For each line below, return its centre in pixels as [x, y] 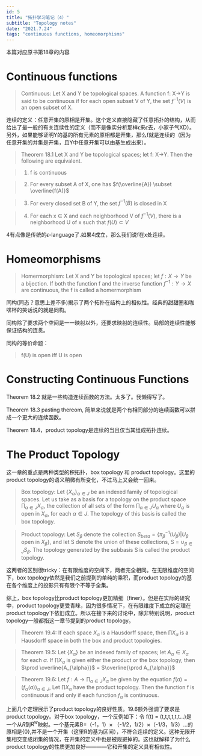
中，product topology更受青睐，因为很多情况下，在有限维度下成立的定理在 [99, 605]
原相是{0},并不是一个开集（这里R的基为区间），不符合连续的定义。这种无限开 [101, 732]
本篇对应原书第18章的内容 [38, 52]
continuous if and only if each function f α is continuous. [90, 695]
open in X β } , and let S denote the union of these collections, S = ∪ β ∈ [106, 543]
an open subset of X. [47, 107]
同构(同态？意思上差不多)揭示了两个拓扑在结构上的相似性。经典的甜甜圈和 [98, 302]
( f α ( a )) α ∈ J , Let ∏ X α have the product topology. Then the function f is [108, 688]
